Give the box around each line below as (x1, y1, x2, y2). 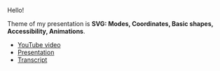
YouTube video (17, 41, 61, 49)
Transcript (17, 56, 48, 64)
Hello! (7, 6, 25, 14)
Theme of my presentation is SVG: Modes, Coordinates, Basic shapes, (7, 20, 214, 27)
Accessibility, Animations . (7, 27, 85, 35)
